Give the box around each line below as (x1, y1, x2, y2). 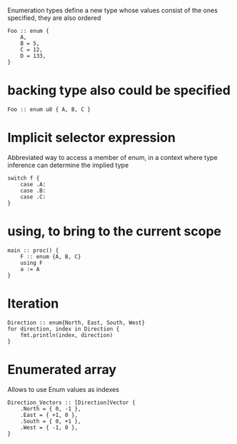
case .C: (20, 193, 46, 201)
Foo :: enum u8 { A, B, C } (7, 106, 91, 113)
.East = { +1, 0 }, (20, 411, 79, 418)
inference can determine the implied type (7, 161, 129, 169)
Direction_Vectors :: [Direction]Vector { (7, 399, 136, 406)
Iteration (7, 296, 59, 311)
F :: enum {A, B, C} (20, 253, 81, 260)
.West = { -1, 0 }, (20, 424, 79, 431)
